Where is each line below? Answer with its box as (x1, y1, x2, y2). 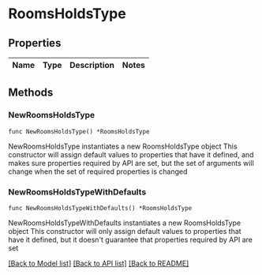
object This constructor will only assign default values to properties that (8, 226, 242, 235)
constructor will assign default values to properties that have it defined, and (8, 149, 254, 159)
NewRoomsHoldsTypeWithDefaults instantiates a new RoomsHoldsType (8, 218, 241, 228)
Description (69, 60, 114, 70)
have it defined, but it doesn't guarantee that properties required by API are (8, 235, 253, 244)
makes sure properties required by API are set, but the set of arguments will (8, 158, 254, 168)
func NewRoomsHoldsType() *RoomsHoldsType (8, 127, 150, 135)
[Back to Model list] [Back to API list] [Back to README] (8, 258, 189, 268)
